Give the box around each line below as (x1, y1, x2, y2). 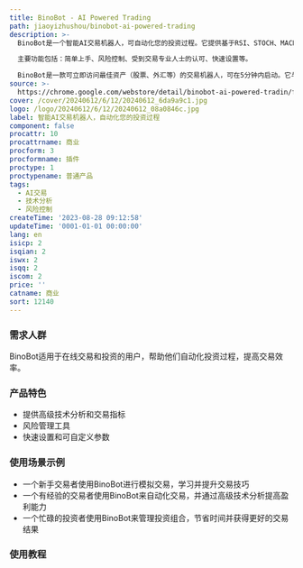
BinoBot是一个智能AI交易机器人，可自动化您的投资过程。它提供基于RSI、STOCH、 (17, 38, 281, 48)
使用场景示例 (9, 456, 66, 469)
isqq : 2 (9, 263, 39, 273)
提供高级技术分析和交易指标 (22, 409, 126, 420)
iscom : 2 (9, 272, 42, 281)
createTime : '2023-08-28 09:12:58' (9, 214, 143, 223)
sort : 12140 (9, 297, 54, 307)
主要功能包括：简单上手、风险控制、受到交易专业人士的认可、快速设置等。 (17, 55, 252, 64)
